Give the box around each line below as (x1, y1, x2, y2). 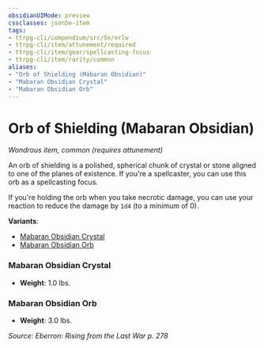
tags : (8, 26, 26, 34)
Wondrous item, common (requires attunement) (8, 146, 164, 155)
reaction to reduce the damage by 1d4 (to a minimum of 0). (8, 201, 199, 210)
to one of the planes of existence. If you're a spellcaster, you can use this (8, 169, 247, 179)
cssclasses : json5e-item (8, 19, 90, 27)
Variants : (8, 217, 40, 226)
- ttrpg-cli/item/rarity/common (8, 56, 115, 64)
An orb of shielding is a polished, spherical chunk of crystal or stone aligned (8, 161, 257, 170)
